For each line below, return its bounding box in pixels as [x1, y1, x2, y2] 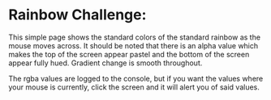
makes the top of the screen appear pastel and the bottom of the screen [8, 49, 250, 59]
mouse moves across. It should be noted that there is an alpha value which [8, 40, 259, 50]
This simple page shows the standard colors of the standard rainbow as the [8, 32, 261, 42]
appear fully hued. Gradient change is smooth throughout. [8, 58, 203, 68]
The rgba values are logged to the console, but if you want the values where [8, 73, 264, 83]
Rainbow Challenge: [8, 6, 147, 24]
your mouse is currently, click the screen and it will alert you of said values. [8, 82, 260, 92]
